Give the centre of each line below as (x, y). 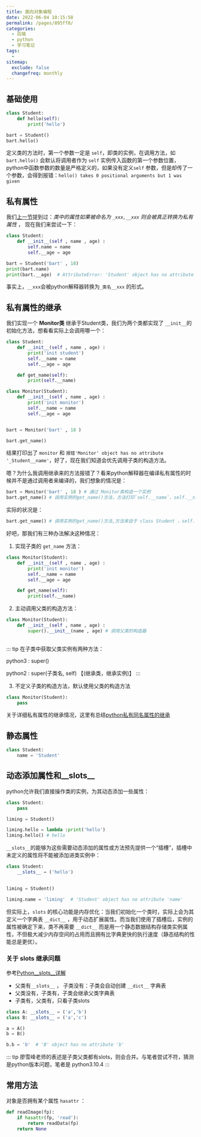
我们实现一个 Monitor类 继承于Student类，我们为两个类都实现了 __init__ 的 (99, 323)
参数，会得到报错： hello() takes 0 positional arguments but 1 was (97, 175)
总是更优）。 (26, 941)
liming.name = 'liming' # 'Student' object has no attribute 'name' (95, 899)
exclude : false (31, 67)
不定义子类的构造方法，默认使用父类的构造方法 (72, 686)
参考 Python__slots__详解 (36, 973)
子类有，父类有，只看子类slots (52, 1000)
